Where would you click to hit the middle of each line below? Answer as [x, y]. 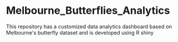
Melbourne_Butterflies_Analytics [88, 11]
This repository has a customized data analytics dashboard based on [89, 26]
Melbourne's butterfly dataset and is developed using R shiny [80, 32]
